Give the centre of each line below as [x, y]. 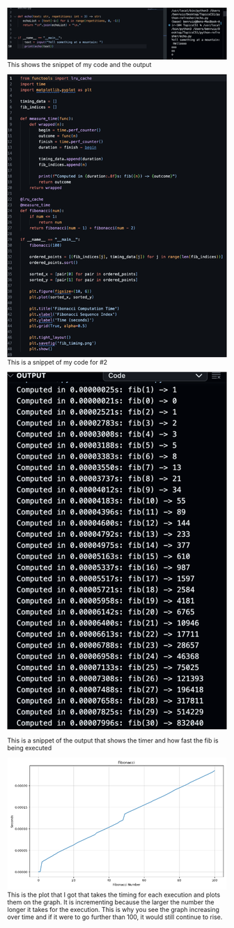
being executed [30, 748]
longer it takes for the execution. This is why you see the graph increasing [113, 909]
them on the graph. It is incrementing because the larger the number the [111, 902]
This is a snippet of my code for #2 [57, 362]
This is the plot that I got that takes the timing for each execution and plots [114, 895]
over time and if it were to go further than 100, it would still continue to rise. [115, 917]
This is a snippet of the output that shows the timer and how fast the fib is [113, 740]
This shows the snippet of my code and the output [79, 64]
